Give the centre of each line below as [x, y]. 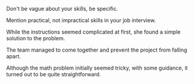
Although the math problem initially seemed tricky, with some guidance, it [97, 68]
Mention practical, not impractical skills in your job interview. [81, 20]
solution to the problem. [36, 38]
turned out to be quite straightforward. [53, 74]
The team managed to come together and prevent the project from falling [97, 50]
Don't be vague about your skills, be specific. [62, 9]
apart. [14, 56]
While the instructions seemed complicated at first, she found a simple [93, 32]
